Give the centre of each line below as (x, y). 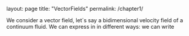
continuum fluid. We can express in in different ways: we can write (91, 27)
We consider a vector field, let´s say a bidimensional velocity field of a (95, 20)
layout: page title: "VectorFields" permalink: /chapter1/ (75, 9)
